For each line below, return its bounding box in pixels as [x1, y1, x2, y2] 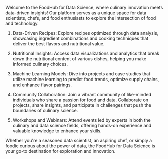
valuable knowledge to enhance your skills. [12, 128, 102, 134]
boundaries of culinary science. [12, 108, 78, 113]
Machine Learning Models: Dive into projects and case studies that [12, 71, 150, 77]
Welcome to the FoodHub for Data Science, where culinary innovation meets [5, 5, 163, 10]
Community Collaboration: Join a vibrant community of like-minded [12, 92, 152, 97]
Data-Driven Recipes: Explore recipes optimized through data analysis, [12, 30, 159, 36]
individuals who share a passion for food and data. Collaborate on [12, 97, 149, 103]
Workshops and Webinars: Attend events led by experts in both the [12, 117, 151, 123]
